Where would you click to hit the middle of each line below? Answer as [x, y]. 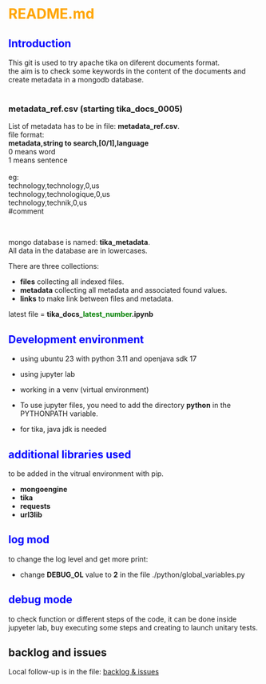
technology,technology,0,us [54, 186]
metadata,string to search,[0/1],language [79, 143]
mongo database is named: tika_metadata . [79, 242]
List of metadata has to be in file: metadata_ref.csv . [94, 126]
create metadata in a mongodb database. [76, 80]
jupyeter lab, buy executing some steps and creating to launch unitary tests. [133, 627]
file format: [26, 135]
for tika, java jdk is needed [63, 430]
